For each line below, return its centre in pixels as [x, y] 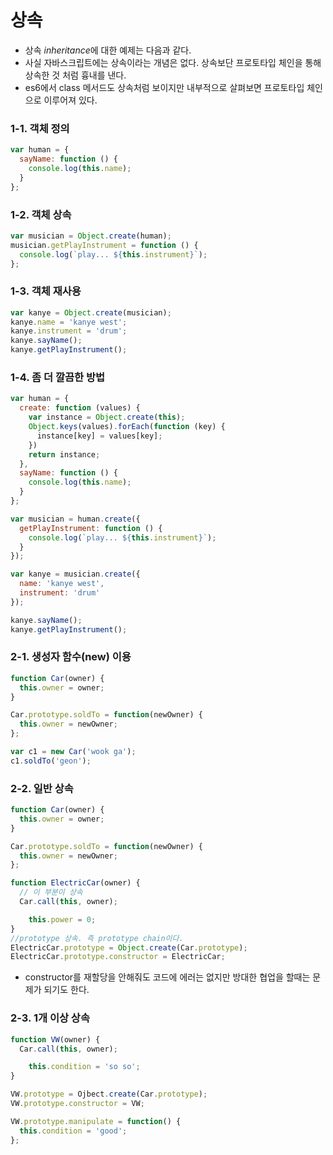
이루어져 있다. [70, 100]
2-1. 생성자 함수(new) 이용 [71, 657]
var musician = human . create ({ [75, 519]
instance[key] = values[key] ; [99, 436]
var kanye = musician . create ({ [75, 574]
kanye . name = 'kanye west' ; [69, 322]
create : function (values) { [80, 408]
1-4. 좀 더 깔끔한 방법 [58, 377]
